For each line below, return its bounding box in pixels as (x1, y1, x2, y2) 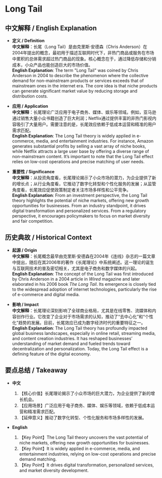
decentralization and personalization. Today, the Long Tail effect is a (12, 346, 148, 351)
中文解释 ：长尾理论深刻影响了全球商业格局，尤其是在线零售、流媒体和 (12, 307, 152, 313)
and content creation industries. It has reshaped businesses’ (12, 335, 133, 341)
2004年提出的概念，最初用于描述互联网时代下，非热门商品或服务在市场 (12, 50, 155, 55)
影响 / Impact (12, 301, 39, 307)
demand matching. (19, 456, 57, 462)
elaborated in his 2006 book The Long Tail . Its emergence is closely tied (12, 281, 156, 287)
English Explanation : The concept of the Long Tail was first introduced (12, 271, 154, 277)
